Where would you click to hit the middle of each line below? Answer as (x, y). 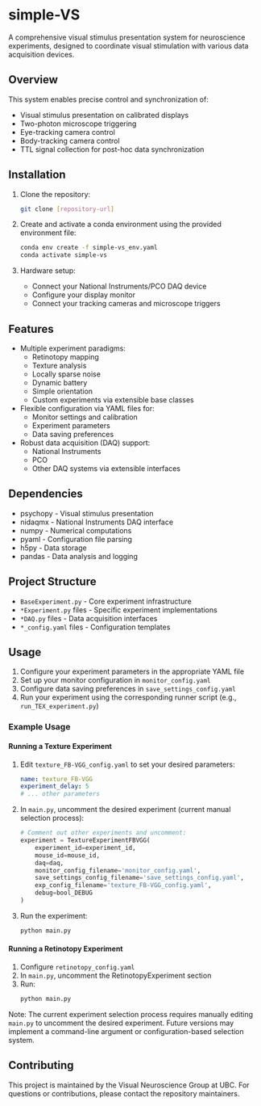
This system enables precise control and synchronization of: (109, 99)
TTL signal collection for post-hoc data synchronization (112, 149)
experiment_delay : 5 (54, 786)
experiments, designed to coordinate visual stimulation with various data (128, 45)
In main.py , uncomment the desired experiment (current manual (125, 810)
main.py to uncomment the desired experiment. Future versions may (121, 1023)
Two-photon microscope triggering (78, 124)
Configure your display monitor (83, 295)
